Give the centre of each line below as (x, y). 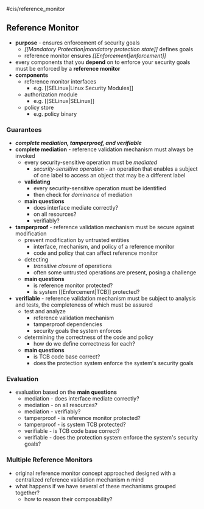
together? (27, 493)
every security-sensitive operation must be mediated (90, 162)
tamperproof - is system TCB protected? (75, 425)
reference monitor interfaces (60, 81)
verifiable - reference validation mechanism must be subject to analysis (105, 299)
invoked (25, 156)
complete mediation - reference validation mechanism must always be (104, 149)
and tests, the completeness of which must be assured (84, 305)
